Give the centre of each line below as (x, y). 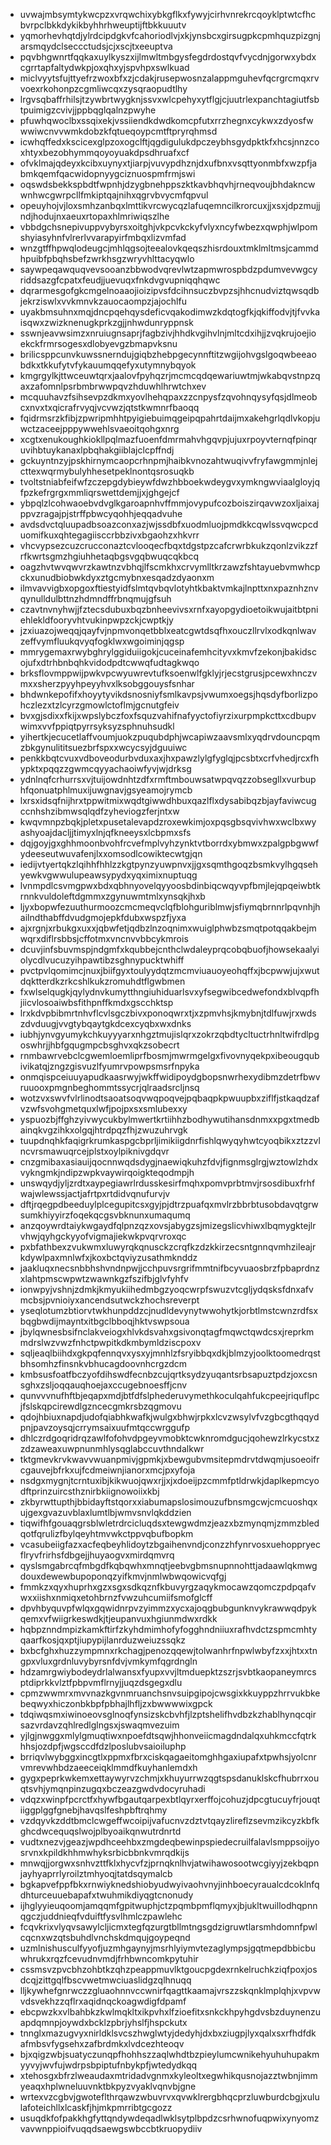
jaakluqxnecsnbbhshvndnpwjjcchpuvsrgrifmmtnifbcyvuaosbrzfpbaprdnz (169, 1268)
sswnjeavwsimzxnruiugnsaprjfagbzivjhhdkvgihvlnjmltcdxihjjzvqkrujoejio (168, 333)
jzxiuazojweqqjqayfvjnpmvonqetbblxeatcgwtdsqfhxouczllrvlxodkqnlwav (168, 630)
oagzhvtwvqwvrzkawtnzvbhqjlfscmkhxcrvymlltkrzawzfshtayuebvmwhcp (170, 567)
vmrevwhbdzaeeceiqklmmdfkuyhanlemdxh (108, 1767)
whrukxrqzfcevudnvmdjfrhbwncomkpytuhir (109, 1958)
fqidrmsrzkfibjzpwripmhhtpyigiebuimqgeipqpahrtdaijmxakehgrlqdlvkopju (170, 418)
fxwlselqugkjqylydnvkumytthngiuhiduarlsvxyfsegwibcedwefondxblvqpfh (169, 992)
